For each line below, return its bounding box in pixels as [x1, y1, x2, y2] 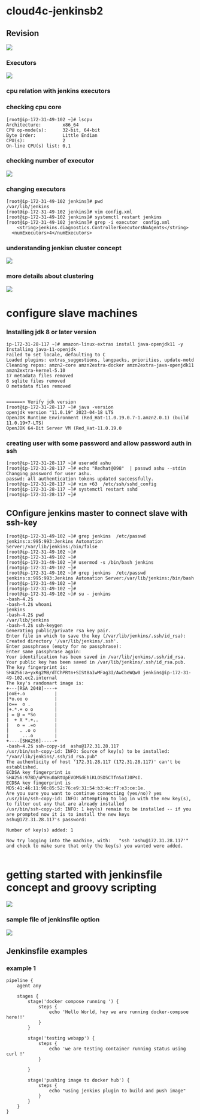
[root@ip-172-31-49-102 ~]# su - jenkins [6, 591, 111, 597]
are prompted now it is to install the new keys [6, 812, 130, 818]
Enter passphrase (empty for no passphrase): [6, 644, 122, 650]
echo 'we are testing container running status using [49, 1046, 186, 1052]
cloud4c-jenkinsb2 [6, 4, 104, 18]
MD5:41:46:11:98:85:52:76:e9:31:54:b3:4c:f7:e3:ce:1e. [6, 785, 146, 791]
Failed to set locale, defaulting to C [6, 352, 106, 358]
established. [6, 764, 39, 770]
